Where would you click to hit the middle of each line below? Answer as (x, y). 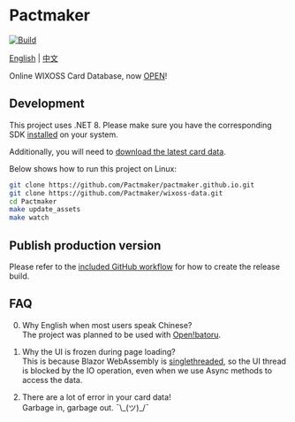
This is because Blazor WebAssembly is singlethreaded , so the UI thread (154, 361)
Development (47, 104)
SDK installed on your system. (64, 134)
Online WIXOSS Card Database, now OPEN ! (88, 75)
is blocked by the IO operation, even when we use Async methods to (147, 370)
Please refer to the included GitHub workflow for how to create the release (145, 266)
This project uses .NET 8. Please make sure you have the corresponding (140, 125)
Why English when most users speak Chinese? (107, 325)
